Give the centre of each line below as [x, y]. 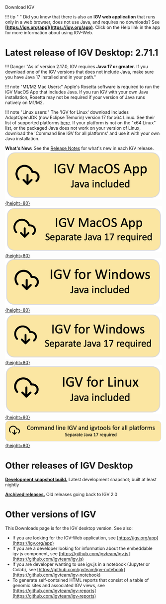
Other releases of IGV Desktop [69, 466]
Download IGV [20, 7]
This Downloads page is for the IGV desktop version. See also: [69, 528]
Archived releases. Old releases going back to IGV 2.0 [61, 494]
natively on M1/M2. [25, 102]
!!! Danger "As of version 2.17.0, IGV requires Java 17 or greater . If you [77, 66]
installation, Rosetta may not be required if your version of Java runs [75, 97]
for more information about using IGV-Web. [49, 33]
